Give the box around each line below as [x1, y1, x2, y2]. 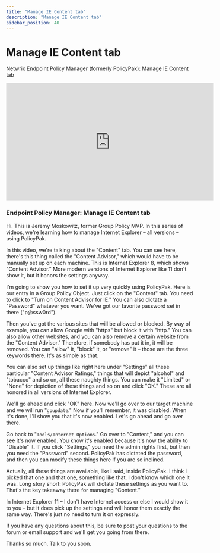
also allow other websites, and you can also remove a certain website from [6, 333, 189, 340]
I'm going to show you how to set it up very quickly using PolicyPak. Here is [6, 283, 191, 290]
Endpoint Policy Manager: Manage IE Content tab [6, 209, 151, 217]
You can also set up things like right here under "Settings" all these [6, 363, 170, 370]
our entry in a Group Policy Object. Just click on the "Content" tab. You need [6, 289, 193, 296]
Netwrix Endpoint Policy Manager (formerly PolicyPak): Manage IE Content [6, 65, 189, 72]
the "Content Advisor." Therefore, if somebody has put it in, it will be [6, 339, 173, 346]
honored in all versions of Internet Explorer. [6, 388, 111, 396]
